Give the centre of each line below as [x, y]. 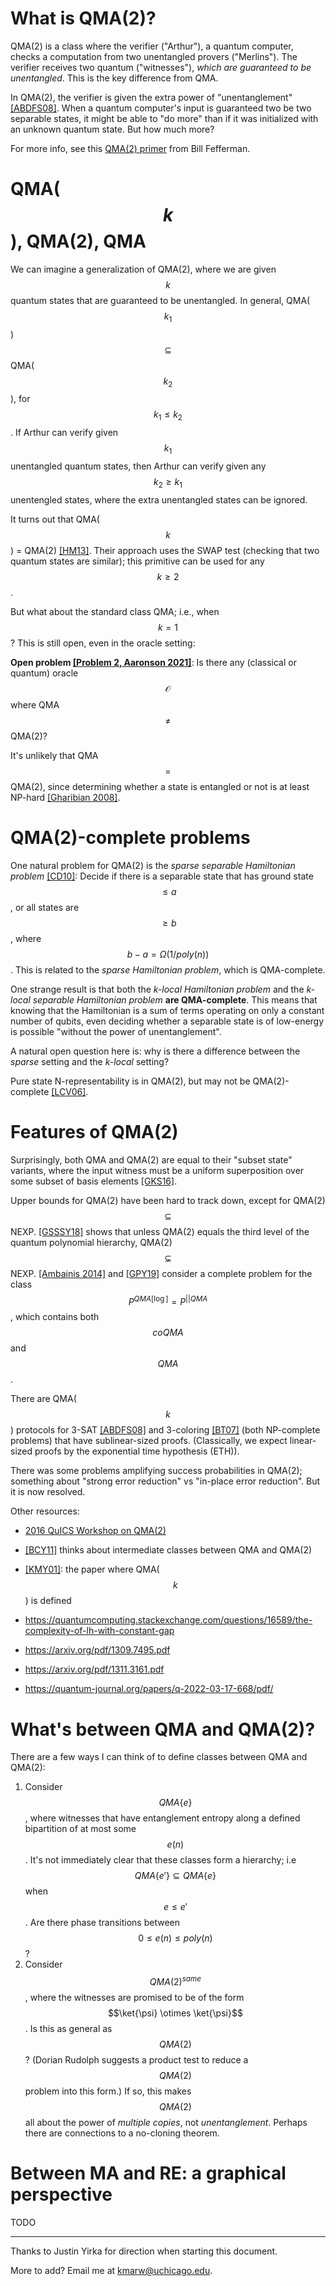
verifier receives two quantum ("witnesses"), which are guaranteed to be [161, 67]
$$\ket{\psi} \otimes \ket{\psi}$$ [175, 2013]
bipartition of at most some [80, 1829]
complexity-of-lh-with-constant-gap [99, 1631]
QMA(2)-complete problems [130, 838]
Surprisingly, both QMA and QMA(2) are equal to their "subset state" [151, 1159]
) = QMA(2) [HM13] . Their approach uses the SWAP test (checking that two [165, 550]
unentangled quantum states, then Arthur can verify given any [138, 466]
